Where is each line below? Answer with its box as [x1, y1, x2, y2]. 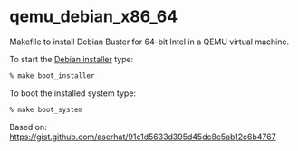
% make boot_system [9, 105, 83, 114]
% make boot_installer [9, 71, 95, 80]
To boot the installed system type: [9, 88, 137, 99]
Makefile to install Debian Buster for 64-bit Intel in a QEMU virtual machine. [9, 36, 290, 47]
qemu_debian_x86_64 [9, 6, 178, 27]
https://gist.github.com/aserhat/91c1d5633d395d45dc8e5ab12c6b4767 [9, 131, 276, 142]
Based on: [9, 121, 47, 132]
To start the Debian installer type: [9, 53, 134, 64]
